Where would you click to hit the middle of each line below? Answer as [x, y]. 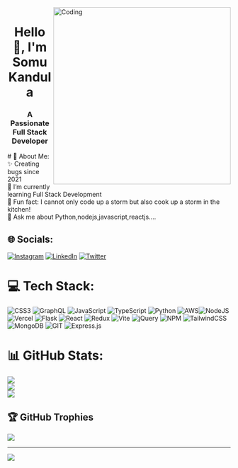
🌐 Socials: [30, 239]
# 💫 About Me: [28, 156]
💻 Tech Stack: [51, 286]
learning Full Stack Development [55, 195]
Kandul [30, 78]
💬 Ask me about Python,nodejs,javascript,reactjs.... [82, 217]
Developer [30, 141]
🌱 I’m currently [29, 187]
